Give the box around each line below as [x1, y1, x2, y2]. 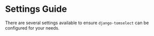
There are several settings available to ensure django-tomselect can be [5, 20, 149, 26]
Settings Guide [5, 3, 67, 15]
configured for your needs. [5, 25, 60, 31]
